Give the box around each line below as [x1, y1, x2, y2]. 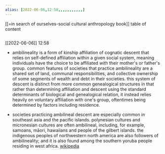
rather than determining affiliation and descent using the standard [12, 86, 147, 92]
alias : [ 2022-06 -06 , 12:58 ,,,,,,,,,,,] [5, 7, 85, 12]
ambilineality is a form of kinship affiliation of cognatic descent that [12, 49, 149, 55]
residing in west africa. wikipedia [12, 143, 80, 149]
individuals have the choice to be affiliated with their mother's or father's [12, 60, 161, 66]
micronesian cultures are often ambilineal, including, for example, [12, 122, 146, 128]
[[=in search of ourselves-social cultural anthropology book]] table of [5, 21, 147, 27]
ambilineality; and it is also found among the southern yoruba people [12, 138, 152, 144]
